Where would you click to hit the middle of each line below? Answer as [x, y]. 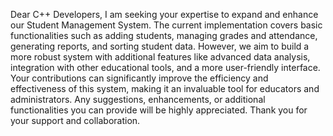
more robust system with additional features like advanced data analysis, [160, 57]
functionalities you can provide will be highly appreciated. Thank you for [159, 110]
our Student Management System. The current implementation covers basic [166, 25]
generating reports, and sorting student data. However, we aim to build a [160, 46]
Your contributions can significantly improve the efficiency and [139, 78]
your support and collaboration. [75, 120]
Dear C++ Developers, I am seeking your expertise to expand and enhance [164, 14]
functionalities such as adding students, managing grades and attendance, [164, 35]
